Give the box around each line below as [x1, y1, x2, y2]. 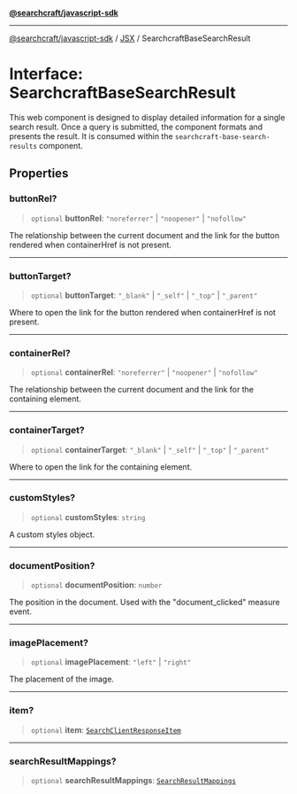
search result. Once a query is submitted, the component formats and [9, 121, 263, 132]
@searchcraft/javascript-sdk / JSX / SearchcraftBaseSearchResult [9, 33, 251, 43]
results [9, 142, 38, 151]
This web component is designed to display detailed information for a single [9, 112, 286, 122]
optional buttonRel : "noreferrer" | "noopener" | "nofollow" [30, 213, 247, 223]
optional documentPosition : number [30, 580, 163, 590]
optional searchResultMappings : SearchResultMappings [30, 775, 237, 785]
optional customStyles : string [30, 511, 146, 522]
